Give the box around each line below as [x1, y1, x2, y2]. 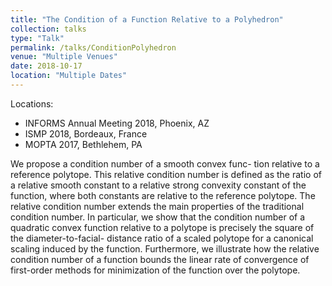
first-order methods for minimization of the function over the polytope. [10, 264, 301, 276]
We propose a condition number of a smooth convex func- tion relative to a [10, 157, 320, 170]
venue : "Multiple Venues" [10, 52, 118, 62]
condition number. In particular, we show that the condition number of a [10, 211, 306, 223]
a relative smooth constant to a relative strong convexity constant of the [10, 179, 307, 191]
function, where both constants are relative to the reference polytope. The [10, 189, 316, 201]
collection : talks [10, 24, 87, 34]
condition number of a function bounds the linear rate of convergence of [10, 253, 310, 265]
